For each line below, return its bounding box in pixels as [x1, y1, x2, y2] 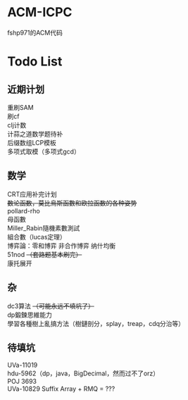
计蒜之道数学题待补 [7, 130, 63, 138]
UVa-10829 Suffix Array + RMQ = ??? [7, 385, 115, 393]
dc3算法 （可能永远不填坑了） [7, 301, 95, 310]
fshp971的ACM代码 [7, 28, 63, 37]
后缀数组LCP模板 [7, 138, 56, 146]
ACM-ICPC [7, 4, 73, 20]
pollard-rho [7, 206, 40, 215]
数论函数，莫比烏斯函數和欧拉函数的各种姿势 [7, 199, 137, 207]
